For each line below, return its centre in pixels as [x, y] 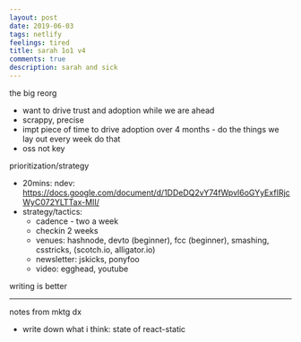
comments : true [38, 59]
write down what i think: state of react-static [104, 329]
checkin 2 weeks [67, 230]
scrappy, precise [53, 120]
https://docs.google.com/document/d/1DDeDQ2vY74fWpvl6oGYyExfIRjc [156, 192]
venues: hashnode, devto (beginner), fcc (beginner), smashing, [152, 240]
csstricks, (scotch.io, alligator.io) [95, 249]
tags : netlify [36, 34]
